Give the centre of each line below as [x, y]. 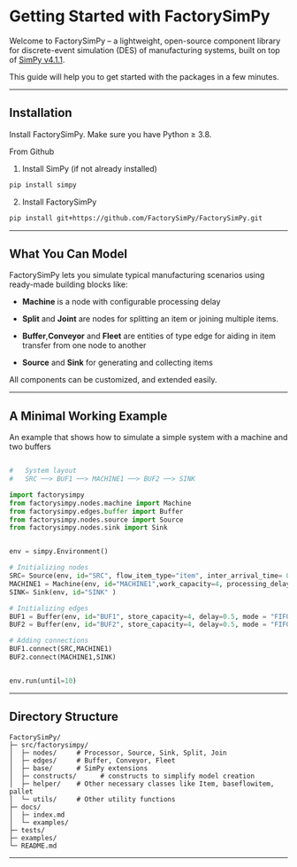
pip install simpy [43, 185]
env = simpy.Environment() [59, 552]
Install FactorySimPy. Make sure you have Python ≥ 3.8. [110, 134]
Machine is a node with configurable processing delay [121, 302]
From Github [32, 151]
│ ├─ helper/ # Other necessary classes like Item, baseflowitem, [142, 784]
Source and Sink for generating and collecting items [118, 363]
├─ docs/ [25, 807]
